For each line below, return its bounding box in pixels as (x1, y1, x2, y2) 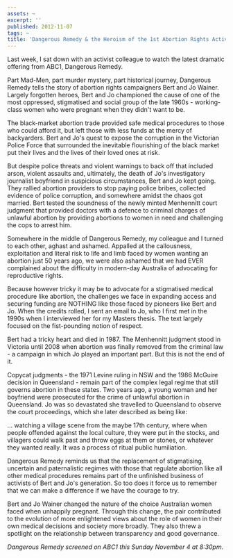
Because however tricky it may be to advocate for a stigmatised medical (7, 285, 214, 293)
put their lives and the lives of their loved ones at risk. (7, 149, 160, 157)
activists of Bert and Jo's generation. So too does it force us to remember (7, 479, 217, 487)
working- (194, 98, 221, 106)
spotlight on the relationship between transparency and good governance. (7, 530, 220, 538)
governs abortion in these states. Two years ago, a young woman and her (7, 386, 218, 394)
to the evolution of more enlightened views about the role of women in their (7, 515, 223, 523)
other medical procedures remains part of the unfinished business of (7, 472, 204, 480)
